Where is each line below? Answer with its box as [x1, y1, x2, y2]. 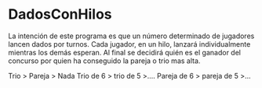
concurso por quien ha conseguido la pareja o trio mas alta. [8, 56, 201, 65]
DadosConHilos [8, 5, 112, 23]
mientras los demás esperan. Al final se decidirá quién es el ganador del [8, 48, 242, 57]
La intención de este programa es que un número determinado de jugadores [8, 31, 255, 40]
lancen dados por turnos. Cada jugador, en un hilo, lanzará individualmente [8, 39, 251, 48]
